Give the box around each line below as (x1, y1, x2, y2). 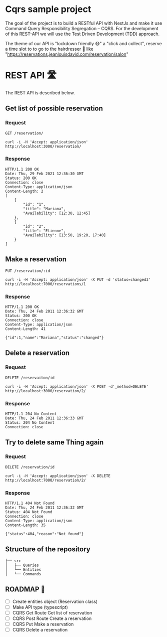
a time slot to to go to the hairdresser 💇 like (5, 46, 93, 52)
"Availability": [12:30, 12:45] (23, 211, 91, 216)
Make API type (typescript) (12, 604, 68, 610)
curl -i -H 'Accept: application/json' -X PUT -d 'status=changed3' (5, 277, 151, 282)
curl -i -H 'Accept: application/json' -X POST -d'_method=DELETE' (5, 384, 149, 389)
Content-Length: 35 (5, 523, 46, 528)
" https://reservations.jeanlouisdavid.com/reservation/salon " (5, 51, 128, 57)
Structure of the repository (5, 545, 91, 554)
